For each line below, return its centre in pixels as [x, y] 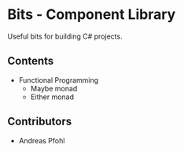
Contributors [40, 122]
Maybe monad [54, 88]
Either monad [52, 97]
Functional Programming [59, 80]
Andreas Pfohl [42, 140]
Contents [31, 61]
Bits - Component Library [92, 15]
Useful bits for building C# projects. [65, 36]
